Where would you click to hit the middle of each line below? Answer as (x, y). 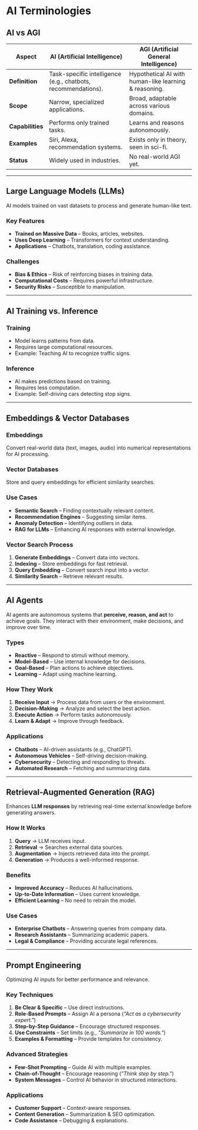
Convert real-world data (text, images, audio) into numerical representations (99, 448)
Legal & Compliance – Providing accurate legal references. (86, 941)
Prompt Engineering (44, 965)
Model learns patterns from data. (55, 341)
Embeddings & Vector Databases (68, 418)
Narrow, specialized (77, 102)
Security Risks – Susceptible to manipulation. (70, 287)
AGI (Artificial (159, 49)
